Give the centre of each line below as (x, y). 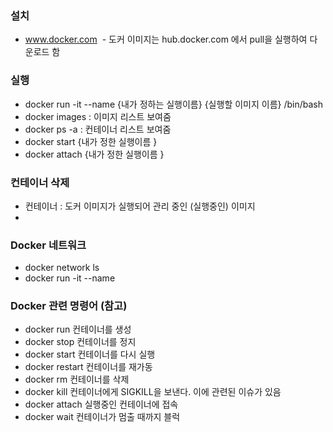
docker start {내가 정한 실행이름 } (91, 141)
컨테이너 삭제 (40, 182)
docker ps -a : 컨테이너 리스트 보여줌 (98, 129)
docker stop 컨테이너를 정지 (80, 342)
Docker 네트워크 (48, 245)
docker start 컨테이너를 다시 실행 (90, 354)
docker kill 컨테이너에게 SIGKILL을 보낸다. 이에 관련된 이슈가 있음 (153, 392)
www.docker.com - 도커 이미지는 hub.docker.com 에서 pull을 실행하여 (166, 39)
